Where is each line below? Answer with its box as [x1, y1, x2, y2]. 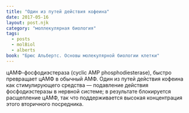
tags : [6, 31, 19, 37]
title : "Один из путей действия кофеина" [6, 8, 110, 15]
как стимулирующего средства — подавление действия [6, 81, 149, 89]
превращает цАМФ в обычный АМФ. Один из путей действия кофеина [6, 75, 184, 82]
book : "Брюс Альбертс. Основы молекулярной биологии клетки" [6, 53, 160, 59]
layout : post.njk [6, 20, 49, 25]
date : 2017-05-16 [6, 14, 49, 20]
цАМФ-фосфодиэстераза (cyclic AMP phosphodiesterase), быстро [6, 69, 172, 76]
